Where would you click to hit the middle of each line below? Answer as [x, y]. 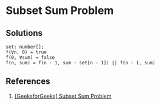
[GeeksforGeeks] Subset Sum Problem [63, 96]
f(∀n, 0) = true [26, 52]
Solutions [24, 33]
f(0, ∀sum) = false [30, 58]
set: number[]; [25, 47]
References [28, 82]
